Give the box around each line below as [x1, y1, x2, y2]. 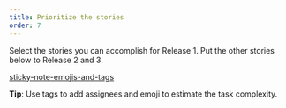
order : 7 [9, 21, 41, 30]
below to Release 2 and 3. [9, 54, 103, 65]
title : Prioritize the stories [9, 12, 124, 22]
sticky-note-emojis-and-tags [9, 71, 115, 82]
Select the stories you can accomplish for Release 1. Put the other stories [9, 45, 275, 55]
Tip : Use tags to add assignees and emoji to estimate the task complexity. [9, 89, 278, 99]
